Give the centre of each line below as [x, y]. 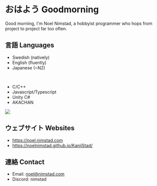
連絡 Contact [25, 162]
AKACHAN [23, 102]
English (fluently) [29, 62]
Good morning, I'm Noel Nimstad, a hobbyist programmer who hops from [79, 23]
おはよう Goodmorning [52, 10]
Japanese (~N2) [29, 68]
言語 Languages [30, 45]
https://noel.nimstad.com [37, 140]
